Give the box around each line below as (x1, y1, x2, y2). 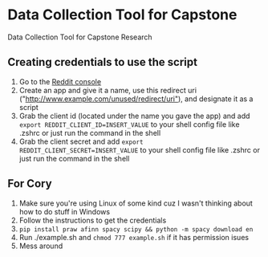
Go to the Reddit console (18, 76, 102, 86)
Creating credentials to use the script (7, 55, 198, 69)
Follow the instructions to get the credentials (18, 215, 167, 225)
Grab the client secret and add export (18, 137, 144, 146)
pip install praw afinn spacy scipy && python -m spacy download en (18, 225, 254, 234)
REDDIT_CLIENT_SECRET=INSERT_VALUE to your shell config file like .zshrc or (18, 145, 260, 154)
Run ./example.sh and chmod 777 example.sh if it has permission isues (18, 232, 250, 242)
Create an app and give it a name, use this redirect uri (18, 85, 197, 95)
